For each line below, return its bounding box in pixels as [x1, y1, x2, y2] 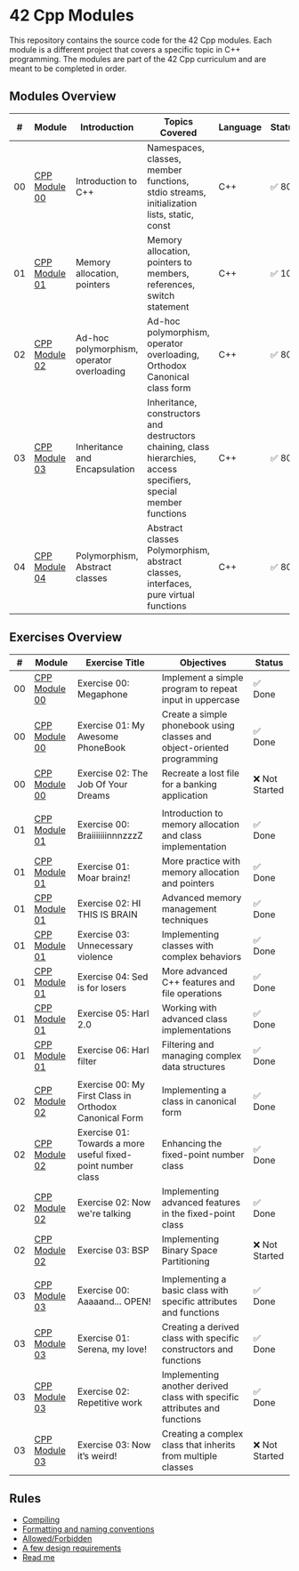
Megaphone [77, 688, 128, 700]
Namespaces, [146, 141, 205, 154]
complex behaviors [161, 950, 242, 963]
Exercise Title [85, 656, 145, 668]
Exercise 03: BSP [77, 1244, 149, 1256]
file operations [161, 987, 222, 999]
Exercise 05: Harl [77, 1007, 149, 1019]
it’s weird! [77, 1449, 117, 1462]
